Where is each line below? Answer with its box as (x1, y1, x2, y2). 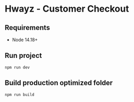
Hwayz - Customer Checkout (5, 3, 129, 15)
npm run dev (5, 64, 30, 70)
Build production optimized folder (5, 79, 113, 87)
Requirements (5, 23, 50, 32)
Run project (5, 51, 42, 60)
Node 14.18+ (12, 37, 38, 43)
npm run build (5, 92, 35, 97)
